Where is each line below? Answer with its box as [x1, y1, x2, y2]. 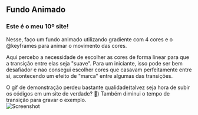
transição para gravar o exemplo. [6, 96, 87, 103]
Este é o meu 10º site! [6, 22, 69, 31]
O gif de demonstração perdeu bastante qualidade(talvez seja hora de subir [6, 84, 190, 91]
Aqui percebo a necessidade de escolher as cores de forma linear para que [6, 53, 190, 61]
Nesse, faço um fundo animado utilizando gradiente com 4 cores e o [6, 35, 173, 43]
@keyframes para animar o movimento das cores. [6, 42, 127, 49]
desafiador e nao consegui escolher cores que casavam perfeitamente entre [6, 66, 192, 73]
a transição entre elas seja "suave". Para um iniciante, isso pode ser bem [6, 60, 183, 67]
